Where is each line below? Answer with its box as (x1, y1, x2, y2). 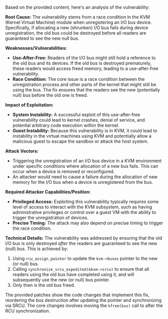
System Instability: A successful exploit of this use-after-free (12, 112, 140, 118)
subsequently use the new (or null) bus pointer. (12, 277, 110, 283)
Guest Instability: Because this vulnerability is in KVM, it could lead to (12, 128, 157, 134)
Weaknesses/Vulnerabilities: (5, 45, 67, 51)
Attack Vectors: (5, 148, 39, 154)
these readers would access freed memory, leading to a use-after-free (12, 65, 159, 71)
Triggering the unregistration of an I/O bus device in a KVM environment (12, 158, 162, 164)
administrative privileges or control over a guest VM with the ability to (12, 209, 156, 215)
